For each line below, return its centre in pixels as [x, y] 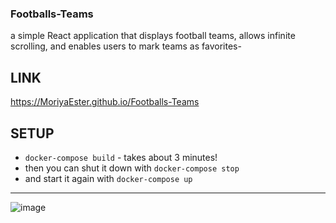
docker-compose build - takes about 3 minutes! [121, 157]
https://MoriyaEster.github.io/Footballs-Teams [105, 102]
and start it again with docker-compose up [108, 178]
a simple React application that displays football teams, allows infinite [153, 36]
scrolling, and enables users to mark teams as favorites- [126, 46]
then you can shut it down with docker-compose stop [132, 168]
